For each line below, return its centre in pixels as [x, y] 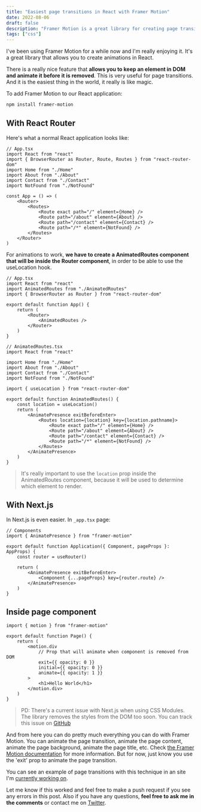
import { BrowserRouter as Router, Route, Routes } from [79, 159]
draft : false [22, 23]
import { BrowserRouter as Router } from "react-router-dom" [84, 294]
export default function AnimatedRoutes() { [63, 399]
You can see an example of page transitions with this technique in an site [96, 772]
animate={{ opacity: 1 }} [70, 673]
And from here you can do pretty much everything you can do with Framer [98, 735]
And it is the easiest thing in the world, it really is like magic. [80, 82]
